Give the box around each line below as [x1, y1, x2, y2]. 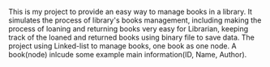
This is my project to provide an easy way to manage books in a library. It [8, 7, 253, 16]
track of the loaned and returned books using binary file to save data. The [8, 32, 255, 42]
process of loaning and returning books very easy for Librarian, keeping [8, 24, 249, 33]
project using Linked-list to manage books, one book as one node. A [8, 41, 237, 51]
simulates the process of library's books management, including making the [8, 15, 262, 25]
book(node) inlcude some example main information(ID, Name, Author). [8, 50, 247, 59]
